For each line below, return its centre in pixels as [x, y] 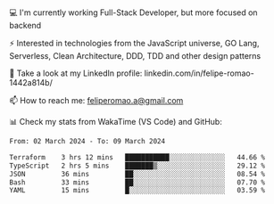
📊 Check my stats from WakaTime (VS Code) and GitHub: [116, 122]
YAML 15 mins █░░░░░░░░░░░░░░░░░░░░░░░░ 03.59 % [137, 191]
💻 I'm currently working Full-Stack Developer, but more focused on [133, 12]
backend [25, 25]
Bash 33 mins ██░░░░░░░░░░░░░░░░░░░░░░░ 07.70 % [137, 182]
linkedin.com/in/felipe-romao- [199, 73]
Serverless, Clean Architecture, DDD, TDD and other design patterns [135, 56]
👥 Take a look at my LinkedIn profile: [76, 73]
